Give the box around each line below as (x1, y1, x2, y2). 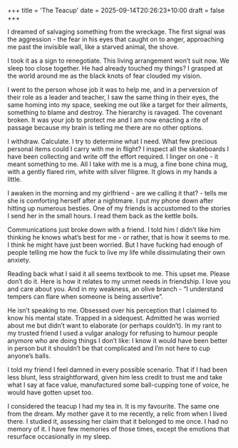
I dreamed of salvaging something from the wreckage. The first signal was (7, 28, 226, 36)
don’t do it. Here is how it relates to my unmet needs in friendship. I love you (7, 278, 231, 285)
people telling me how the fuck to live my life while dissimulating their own (7, 248, 226, 256)
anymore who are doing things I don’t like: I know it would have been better (7, 337, 228, 345)
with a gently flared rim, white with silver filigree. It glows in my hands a (7, 168, 217, 175)
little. (7, 175, 22, 183)
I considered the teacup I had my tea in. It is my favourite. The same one (7, 402, 219, 410)
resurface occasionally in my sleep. (7, 432, 112, 441)
